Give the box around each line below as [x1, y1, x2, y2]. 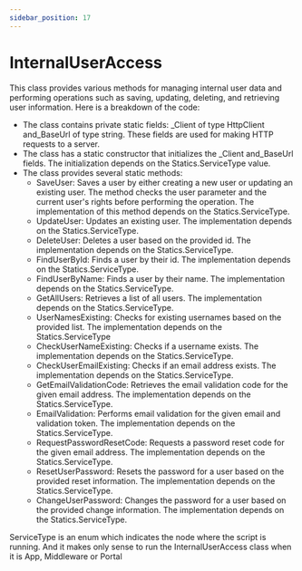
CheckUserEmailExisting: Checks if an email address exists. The [35, 360, 277, 371]
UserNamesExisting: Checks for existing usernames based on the [35, 312, 282, 323]
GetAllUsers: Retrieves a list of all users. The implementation [35, 292, 263, 304]
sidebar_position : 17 [9, 13, 92, 23]
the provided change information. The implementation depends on [35, 504, 285, 515]
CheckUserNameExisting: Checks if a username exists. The [35, 341, 259, 352]
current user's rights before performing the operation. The [35, 196, 255, 207]
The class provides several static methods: [22, 167, 183, 178]
